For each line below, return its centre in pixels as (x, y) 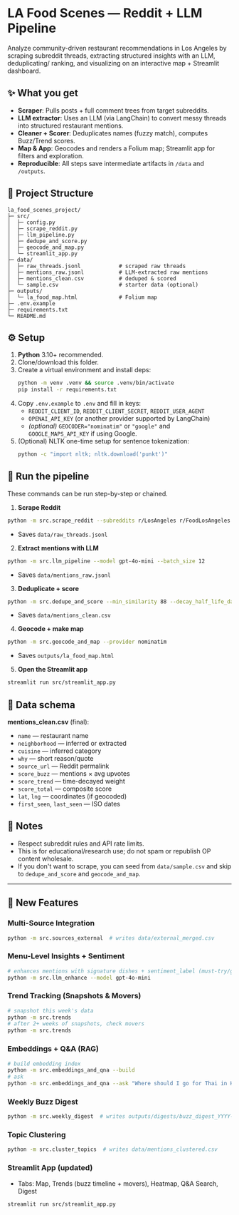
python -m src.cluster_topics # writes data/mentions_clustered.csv (113, 1149)
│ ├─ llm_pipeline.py (41, 235)
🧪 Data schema (42, 705)
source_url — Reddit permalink (63, 766)
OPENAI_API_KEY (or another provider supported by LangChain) (119, 419)
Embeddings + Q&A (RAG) (53, 1049)
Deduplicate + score (48, 588)
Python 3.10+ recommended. (60, 355)
